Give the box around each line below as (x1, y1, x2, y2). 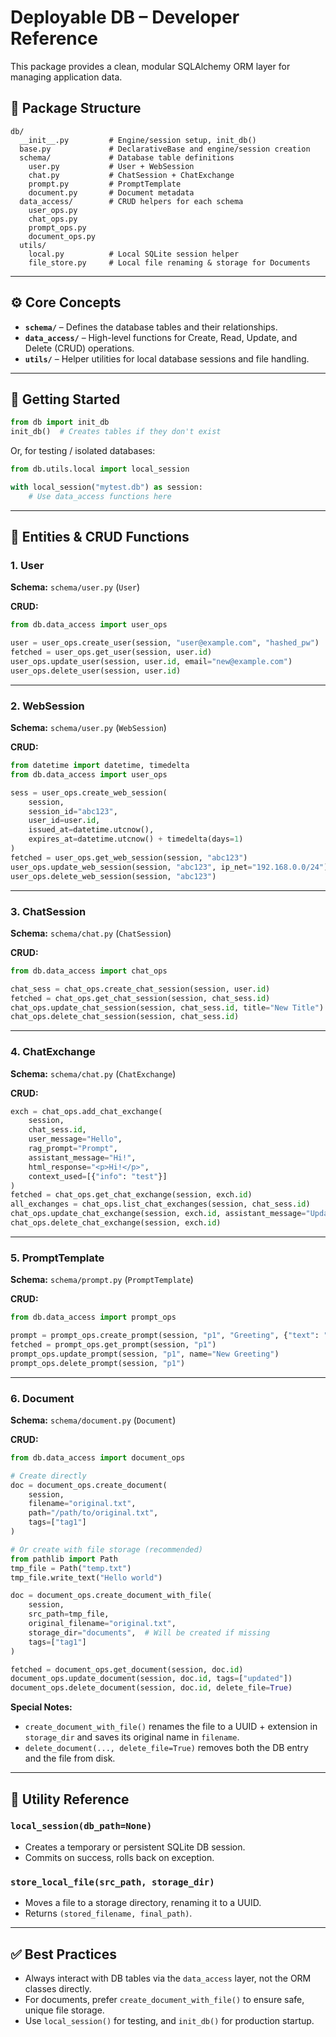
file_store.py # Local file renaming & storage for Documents (28, 257, 311, 268)
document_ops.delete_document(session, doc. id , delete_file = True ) (10, 1683, 293, 1693)
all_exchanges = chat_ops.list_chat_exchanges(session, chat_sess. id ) (10, 1199, 311, 1210)
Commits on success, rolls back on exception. (24, 1851, 215, 1863)
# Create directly (10, 1471, 87, 1481)
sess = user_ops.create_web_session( (10, 787, 168, 798)
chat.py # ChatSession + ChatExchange (28, 170, 235, 180)
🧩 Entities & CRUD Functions (10, 529, 190, 546)
